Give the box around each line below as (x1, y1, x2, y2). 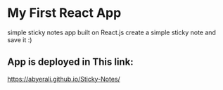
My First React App (7, 5, 122, 21)
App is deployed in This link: (7, 56, 134, 68)
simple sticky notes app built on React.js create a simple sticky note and (7, 28, 217, 37)
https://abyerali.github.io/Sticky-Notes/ (7, 75, 121, 83)
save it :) (7, 35, 32, 44)
